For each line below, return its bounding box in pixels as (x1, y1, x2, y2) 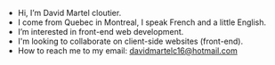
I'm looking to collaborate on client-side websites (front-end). (17, 36, 244, 46)
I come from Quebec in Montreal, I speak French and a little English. (17, 17, 267, 28)
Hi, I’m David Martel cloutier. (17, 8, 122, 18)
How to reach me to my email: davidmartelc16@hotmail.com (17, 45, 238, 56)
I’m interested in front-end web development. (17, 27, 184, 37)
